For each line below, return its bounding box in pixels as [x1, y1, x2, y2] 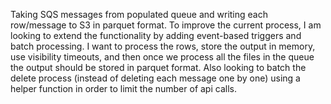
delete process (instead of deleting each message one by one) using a [10, 72, 301, 84]
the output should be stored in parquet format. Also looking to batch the [10, 62, 307, 73]
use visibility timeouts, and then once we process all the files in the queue [10, 51, 315, 63]
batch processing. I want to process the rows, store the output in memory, [10, 40, 316, 52]
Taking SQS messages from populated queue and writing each [10, 9, 268, 20]
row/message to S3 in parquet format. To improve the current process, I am [10, 19, 322, 31]
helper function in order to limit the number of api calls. [10, 83, 237, 94]
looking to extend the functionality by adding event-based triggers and [10, 30, 302, 41]
